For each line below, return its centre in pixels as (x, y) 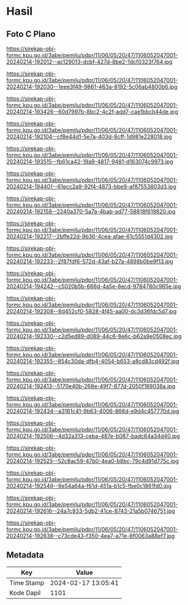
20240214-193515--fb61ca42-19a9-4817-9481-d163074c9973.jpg (90, 162)
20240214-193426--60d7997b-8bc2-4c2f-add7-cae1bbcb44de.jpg (92, 111)
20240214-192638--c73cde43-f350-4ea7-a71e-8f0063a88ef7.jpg (91, 536)
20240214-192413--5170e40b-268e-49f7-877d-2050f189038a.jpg (91, 386)
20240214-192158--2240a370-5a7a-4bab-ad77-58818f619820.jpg (91, 211)
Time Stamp (27, 583)
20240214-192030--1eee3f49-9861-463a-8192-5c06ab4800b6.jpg (92, 87)
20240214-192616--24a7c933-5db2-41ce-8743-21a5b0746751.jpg (91, 511)
